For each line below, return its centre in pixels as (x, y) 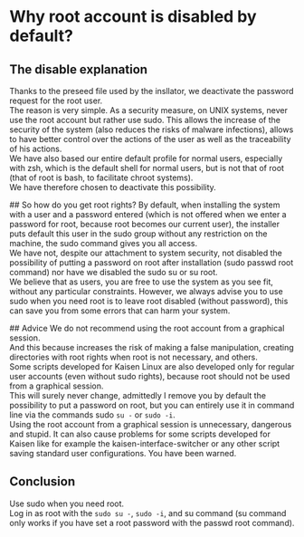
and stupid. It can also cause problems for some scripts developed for (140, 434)
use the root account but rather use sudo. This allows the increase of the (145, 120)
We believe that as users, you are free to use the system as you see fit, (142, 282)
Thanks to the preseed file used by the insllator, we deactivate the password (152, 91)
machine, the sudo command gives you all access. (103, 243)
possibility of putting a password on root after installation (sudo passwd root (152, 263)
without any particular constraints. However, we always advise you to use (146, 291)
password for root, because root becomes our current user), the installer (145, 224)
